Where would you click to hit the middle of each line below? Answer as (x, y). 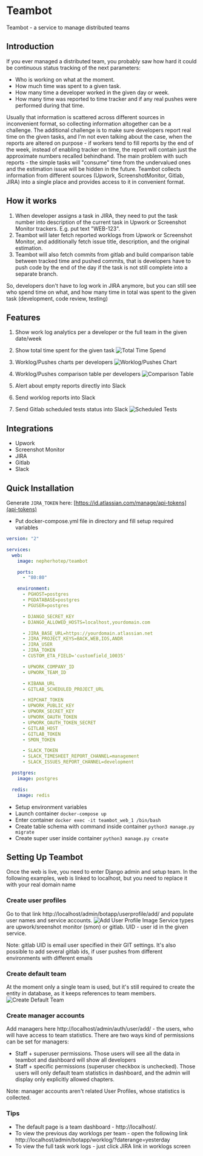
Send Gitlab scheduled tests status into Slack (72, 409)
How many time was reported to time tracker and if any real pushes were (106, 99)
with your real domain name (41, 885)
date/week (28, 339)
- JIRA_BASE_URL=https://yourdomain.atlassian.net (88, 633)
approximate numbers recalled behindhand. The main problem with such (97, 156)
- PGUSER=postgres (45, 605)
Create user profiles (36, 900)
